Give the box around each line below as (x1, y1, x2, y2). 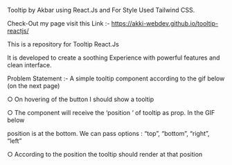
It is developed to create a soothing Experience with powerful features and (7, 53, 220, 62)
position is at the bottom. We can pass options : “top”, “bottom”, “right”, (7, 130, 210, 137)
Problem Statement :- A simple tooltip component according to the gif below (7, 74, 225, 82)
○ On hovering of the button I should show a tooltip (7, 95, 154, 103)
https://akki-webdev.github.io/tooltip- (111, 19, 219, 27)
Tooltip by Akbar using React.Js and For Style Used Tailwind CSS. (7, 6, 195, 14)
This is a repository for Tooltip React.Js (7, 40, 119, 48)
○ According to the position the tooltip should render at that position (7, 150, 203, 158)
